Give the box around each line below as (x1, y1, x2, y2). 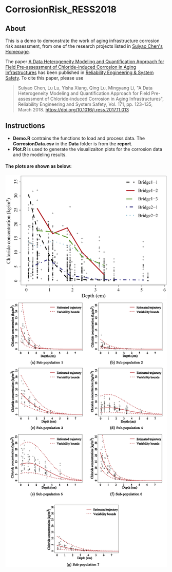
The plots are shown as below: (5, 163, 72, 169)
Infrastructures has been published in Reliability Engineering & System (5, 69, 154, 75)
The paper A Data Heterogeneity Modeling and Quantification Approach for (5, 59, 164, 65)
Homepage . (5, 49, 30, 54)
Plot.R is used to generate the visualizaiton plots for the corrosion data (12, 146, 163, 152)
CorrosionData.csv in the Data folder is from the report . (12, 140, 132, 147)
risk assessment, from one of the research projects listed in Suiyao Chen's (5, 43, 163, 49)
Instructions (5, 122, 45, 130)
